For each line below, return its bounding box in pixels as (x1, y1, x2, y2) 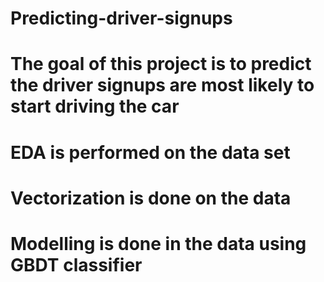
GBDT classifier (10, 253, 143, 276)
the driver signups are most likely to (10, 74, 315, 97)
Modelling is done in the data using (10, 232, 307, 255)
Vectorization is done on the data (10, 187, 292, 209)
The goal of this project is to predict (10, 53, 312, 76)
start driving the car (10, 95, 180, 118)
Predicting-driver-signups (10, 7, 233, 30)
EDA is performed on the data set (10, 141, 291, 164)
